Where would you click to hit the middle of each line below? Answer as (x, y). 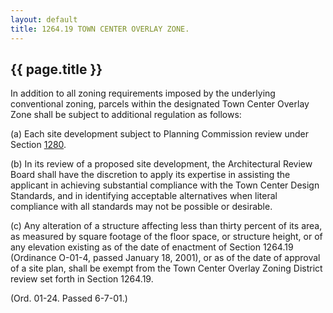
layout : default (44, 19)
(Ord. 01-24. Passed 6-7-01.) (69, 298)
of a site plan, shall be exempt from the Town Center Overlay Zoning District (166, 268)
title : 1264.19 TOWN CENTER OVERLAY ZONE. (100, 29)
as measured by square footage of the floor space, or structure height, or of (166, 237)
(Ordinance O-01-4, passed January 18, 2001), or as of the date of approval (165, 258)
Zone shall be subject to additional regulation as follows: (126, 115)
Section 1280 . (38, 145)
